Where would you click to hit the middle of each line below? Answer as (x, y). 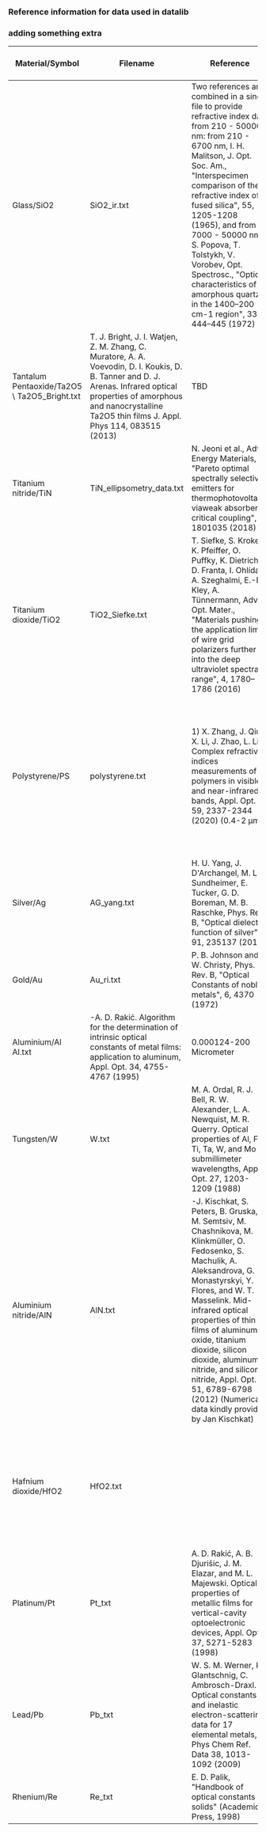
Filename (137, 63)
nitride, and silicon (225, 1370)
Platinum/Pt (34, 1603)
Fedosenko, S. (218, 1251)
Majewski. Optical (224, 1584)
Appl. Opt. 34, (116, 1067)
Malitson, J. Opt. (221, 156)
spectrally (209, 479)
